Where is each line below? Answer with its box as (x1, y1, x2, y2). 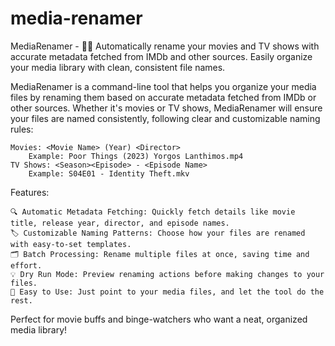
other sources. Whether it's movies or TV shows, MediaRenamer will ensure (10, 102, 323, 114)
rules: (10, 123, 34, 135)
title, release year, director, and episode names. (10, 218, 230, 228)
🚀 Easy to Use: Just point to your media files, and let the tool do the (10, 287, 325, 297)
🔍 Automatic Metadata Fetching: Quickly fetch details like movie (10, 207, 296, 217)
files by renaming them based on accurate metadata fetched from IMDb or (10, 91, 317, 103)
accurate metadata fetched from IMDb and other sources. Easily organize (10, 50, 313, 62)
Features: (10, 186, 50, 198)
